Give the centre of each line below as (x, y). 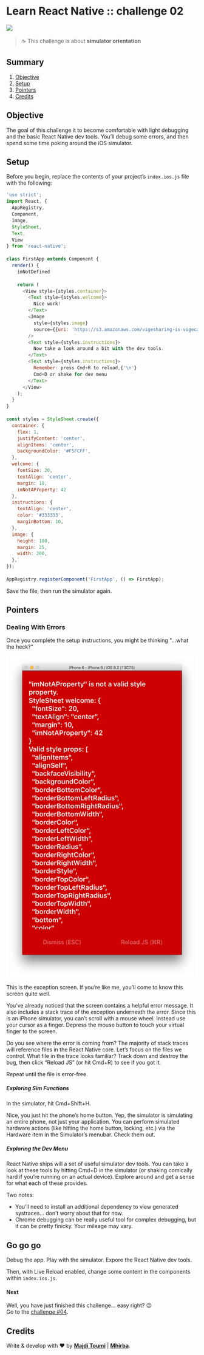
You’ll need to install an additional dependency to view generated (97, 1207)
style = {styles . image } (60, 323)
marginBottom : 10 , (40, 522)
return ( (28, 285)
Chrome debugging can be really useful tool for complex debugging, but (105, 1220)
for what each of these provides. (47, 1183)
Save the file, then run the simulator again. (59, 591)
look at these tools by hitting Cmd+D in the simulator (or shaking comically (100, 1170)
